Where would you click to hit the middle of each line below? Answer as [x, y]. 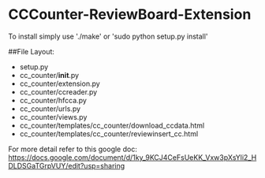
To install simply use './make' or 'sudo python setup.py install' [108, 36]
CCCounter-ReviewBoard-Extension [130, 15]
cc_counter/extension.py [60, 83]
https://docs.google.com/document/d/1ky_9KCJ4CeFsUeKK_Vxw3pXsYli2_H [132, 157]
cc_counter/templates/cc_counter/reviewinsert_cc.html [109, 133]
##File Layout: [32, 51]
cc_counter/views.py [53, 117]
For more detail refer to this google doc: [73, 149]
